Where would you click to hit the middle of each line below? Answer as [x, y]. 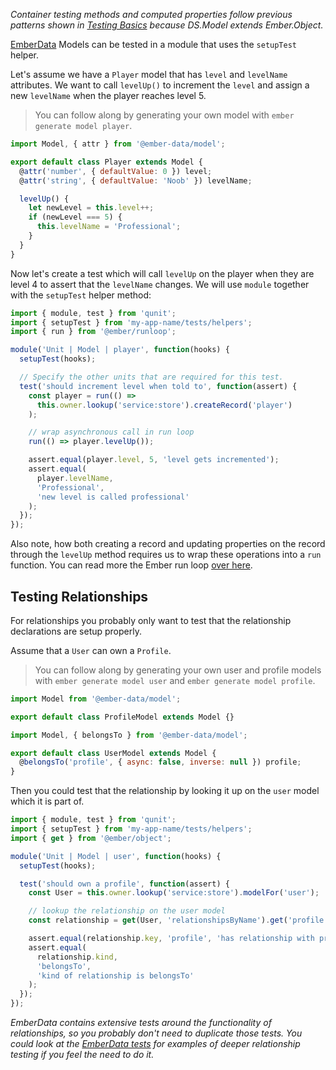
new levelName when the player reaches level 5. [108, 95]
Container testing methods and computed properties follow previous [151, 14]
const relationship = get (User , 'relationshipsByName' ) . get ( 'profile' [178, 920]
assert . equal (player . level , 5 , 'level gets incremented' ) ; [154, 460]
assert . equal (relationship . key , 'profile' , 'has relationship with [171, 939]
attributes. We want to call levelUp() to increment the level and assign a [160, 85]
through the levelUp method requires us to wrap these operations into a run [166, 555]
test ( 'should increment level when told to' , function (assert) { [158, 386]
